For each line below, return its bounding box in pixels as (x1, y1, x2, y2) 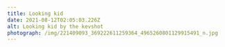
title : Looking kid (7, 10, 64, 17)
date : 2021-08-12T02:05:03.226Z (7, 17, 100, 23)
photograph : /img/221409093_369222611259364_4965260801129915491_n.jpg (7, 29, 218, 37)
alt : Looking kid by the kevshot (7, 23, 104, 30)
